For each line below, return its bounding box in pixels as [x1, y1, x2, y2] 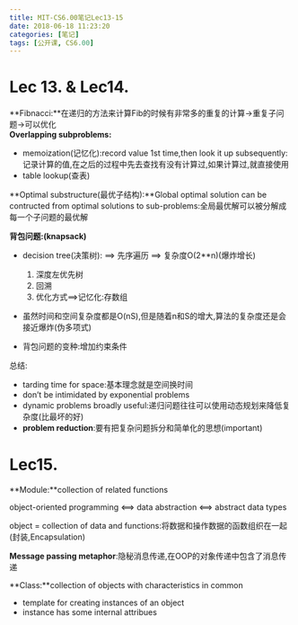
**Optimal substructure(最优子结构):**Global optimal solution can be [9, 190, 267, 201]
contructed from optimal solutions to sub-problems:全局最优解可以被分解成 [9, 201, 287, 211]
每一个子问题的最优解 [9, 212, 88, 223]
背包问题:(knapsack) [9, 231, 87, 242]
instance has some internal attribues [22, 607, 157, 618]
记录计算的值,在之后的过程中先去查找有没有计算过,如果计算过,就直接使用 [22, 159, 289, 170]
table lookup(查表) [22, 170, 91, 181]
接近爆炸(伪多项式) [22, 322, 92, 333]
